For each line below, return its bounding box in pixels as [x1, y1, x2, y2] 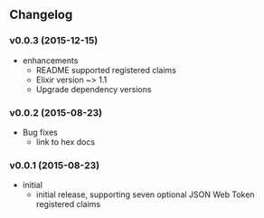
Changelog [9, 7, 73, 23]
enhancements [22, 54, 79, 66]
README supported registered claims [35, 64, 176, 75]
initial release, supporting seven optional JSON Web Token [35, 189, 255, 200]
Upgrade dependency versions [35, 83, 152, 94]
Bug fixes [22, 127, 59, 137]
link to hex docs [35, 136, 96, 147]
